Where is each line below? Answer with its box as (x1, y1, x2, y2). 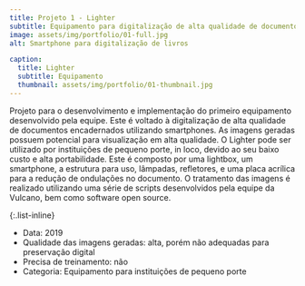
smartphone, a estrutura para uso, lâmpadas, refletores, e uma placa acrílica (9, 163, 296, 173)
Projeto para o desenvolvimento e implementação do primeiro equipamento (9, 105, 292, 116)
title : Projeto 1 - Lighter (9, 13, 116, 23)
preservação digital (22, 246, 95, 257)
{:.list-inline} (9, 210, 55, 221)
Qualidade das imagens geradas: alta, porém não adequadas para (22, 237, 270, 248)
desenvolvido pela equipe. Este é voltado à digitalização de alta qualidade (9, 114, 286, 125)
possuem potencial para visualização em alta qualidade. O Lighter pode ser (9, 133, 291, 145)
